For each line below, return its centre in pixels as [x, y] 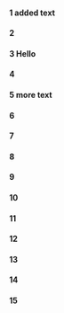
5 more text [31, 94]
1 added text [32, 13]
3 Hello [23, 53]
